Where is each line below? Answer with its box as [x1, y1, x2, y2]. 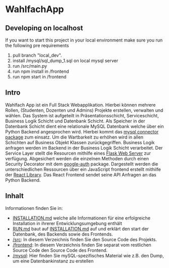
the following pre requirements [5, 42, 69, 49]
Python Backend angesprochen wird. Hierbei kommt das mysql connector [5, 128, 159, 135]
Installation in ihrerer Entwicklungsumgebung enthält [12, 220, 123, 226]
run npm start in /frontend [12, 74, 67, 79]
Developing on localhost [5, 24, 83, 32]
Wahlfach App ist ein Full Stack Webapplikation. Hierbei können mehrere [5, 102, 156, 108]
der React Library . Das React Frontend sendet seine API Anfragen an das [5, 171, 156, 177]
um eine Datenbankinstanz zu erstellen [12, 258, 94, 264]
